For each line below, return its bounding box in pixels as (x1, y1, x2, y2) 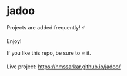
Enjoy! (6, 37, 22, 45)
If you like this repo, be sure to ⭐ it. (6, 49, 92, 57)
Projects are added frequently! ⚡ (6, 24, 86, 31)
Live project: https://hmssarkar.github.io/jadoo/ (6, 63, 121, 70)
